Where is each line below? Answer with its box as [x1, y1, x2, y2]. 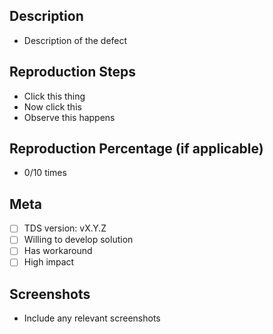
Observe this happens [23, 111, 116, 123]
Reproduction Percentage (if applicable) [9, 140, 264, 158]
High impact [23, 256, 75, 268]
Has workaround [23, 245, 93, 257]
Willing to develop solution [23, 234, 134, 246]
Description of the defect [23, 34, 128, 46]
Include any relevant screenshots [23, 312, 161, 324]
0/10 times [23, 167, 67, 179]
